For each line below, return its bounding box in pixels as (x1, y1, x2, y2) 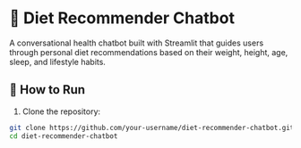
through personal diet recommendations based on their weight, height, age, (9, 46, 288, 57)
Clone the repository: (21, 106, 101, 117)
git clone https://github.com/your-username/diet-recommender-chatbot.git (9, 123, 295, 132)
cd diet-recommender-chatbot (9, 131, 118, 141)
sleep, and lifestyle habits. (9, 56, 106, 67)
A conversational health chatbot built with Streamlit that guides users (9, 37, 264, 48)
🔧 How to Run (9, 82, 86, 97)
